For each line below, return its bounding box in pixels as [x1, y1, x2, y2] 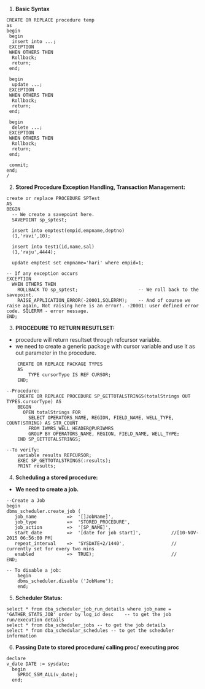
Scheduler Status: [15, 595, 63, 601]
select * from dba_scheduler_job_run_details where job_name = [6, 606, 172, 612]
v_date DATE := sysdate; [6, 661, 70, 667]
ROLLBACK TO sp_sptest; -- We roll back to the [17, 287, 199, 293]
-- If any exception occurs [6, 271, 79, 277]
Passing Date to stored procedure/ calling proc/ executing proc [15, 644, 180, 651]
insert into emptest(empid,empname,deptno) [12, 228, 125, 234]
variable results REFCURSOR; [17, 452, 92, 458]
